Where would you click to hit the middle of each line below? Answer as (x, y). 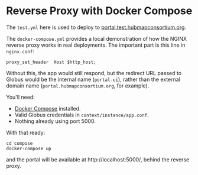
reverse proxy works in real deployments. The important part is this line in (96, 45)
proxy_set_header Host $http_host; (51, 62)
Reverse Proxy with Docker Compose (99, 11)
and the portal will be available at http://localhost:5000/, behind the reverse (98, 159)
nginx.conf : (20, 51)
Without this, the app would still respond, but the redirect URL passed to (94, 73)
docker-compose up (29, 148)
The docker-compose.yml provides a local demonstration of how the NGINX (97, 38)
